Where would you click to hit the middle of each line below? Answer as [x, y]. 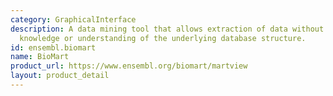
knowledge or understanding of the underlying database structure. [163, 38]
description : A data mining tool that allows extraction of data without [167, 29]
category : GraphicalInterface [73, 19]
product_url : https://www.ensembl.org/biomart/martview [129, 66]
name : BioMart [40, 57]
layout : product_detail [60, 76]
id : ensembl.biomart [53, 47]
